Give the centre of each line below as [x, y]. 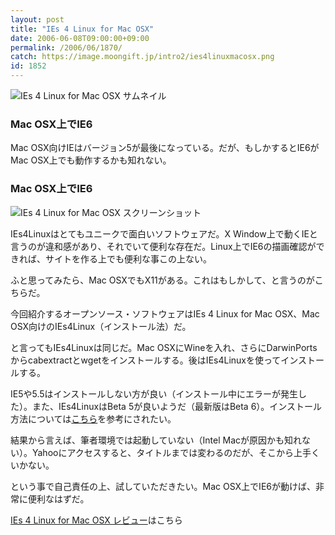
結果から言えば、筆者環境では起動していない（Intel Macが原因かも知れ [156, 440]
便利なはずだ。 [58, 498]
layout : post [37, 19]
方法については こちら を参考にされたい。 [93, 418]
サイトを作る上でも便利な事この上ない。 [128, 258]
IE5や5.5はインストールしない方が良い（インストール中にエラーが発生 [154, 393]
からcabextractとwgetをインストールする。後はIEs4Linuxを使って [146, 360]
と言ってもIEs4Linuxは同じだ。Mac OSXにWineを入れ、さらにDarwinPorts [164, 347]
